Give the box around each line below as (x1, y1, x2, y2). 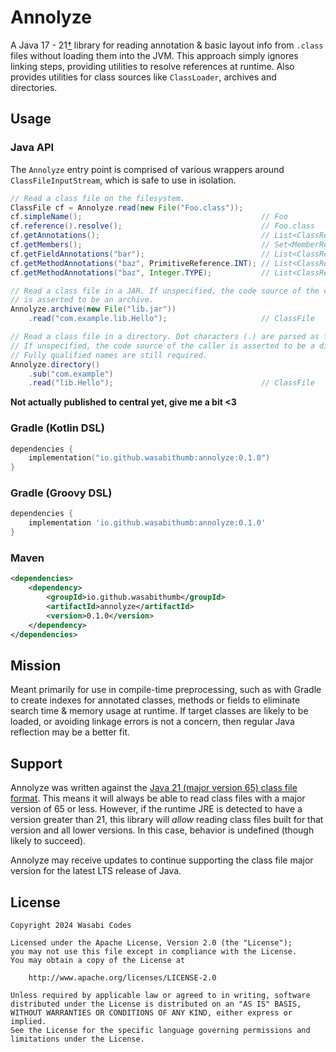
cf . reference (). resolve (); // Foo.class (10, 221, 315, 231)
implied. (10, 1016, 47, 1026)
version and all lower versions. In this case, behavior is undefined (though (10, 824, 315, 836)
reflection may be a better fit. (10, 726, 131, 738)
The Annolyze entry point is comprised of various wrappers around (10, 163, 285, 175)
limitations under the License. (10, 1034, 145, 1044)
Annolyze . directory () (10, 359, 101, 370)
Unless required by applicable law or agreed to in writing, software (10, 990, 311, 1000)
